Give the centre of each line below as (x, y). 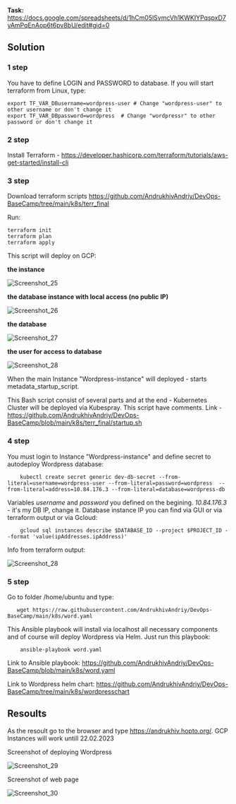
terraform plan (30, 237)
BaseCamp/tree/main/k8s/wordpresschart (69, 691)
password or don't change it (50, 122)
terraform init (30, 230)
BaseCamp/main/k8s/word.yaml (50, 616)
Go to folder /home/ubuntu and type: (61, 597)
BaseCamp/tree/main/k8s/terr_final (58, 203)
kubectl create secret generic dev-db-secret (88, 477)
